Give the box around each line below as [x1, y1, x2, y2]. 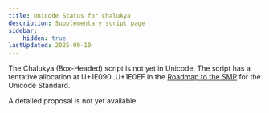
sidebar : [8, 26, 38, 34]
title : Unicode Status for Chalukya [8, 11, 131, 20]
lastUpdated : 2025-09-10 [8, 42, 92, 50]
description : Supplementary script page [8, 19, 146, 27]
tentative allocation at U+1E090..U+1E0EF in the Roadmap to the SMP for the [8, 72, 261, 82]
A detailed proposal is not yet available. [8, 96, 139, 106]
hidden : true [22, 34, 67, 42]
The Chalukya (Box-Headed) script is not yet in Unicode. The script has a [8, 63, 251, 73]
